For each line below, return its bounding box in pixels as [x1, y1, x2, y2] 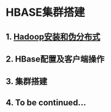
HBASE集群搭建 [5, 5, 85, 19]
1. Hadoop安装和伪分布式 [5, 31, 101, 42]
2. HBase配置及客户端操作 [5, 54, 105, 64]
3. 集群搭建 [5, 76, 48, 87]
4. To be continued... [5, 97, 87, 108]
